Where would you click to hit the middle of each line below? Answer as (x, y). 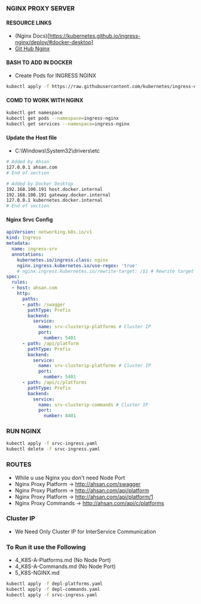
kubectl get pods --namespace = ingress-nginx (63, 119)
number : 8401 (60, 416)
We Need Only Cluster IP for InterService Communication (86, 532)
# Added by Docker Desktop (40, 184)
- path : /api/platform (50, 343)
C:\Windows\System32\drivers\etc (57, 151)
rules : (20, 283)
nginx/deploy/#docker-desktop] (54, 43)
